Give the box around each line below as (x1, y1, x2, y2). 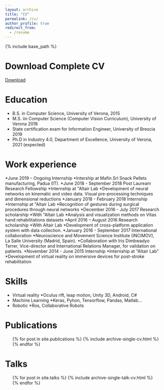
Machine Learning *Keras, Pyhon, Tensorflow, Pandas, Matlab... (12, 297, 142, 303)
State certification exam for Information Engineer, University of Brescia (12, 126, 156, 132)
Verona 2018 (12, 121, 38, 127)
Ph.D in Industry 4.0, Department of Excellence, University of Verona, (12, 136, 153, 142)
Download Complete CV (5, 61, 105, 72)
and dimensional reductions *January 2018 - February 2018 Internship (5, 196, 148, 202)
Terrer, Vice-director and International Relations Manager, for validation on (5, 243, 156, 249)
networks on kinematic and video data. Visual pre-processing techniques (5, 191, 153, 196)
